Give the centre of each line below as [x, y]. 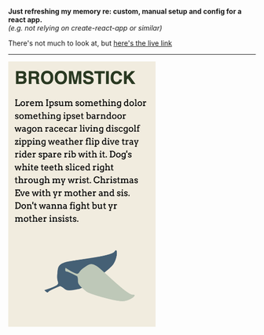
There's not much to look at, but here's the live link [90, 43]
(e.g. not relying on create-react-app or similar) [85, 28]
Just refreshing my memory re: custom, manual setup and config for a [125, 11]
